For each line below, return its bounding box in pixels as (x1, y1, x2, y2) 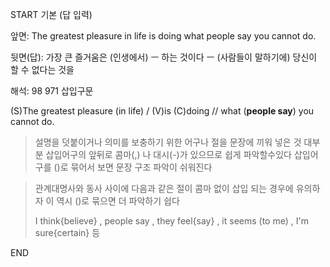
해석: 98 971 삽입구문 (10, 85, 94, 97)
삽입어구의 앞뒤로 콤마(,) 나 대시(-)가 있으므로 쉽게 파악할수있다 (45, 149, 292, 160)
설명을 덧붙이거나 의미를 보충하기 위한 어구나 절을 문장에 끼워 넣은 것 (34, 136, 302, 148)
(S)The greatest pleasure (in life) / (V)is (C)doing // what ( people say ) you (10, 105, 315, 117)
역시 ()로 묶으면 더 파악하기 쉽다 (56, 195, 180, 207)
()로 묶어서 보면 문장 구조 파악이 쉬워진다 (53, 161, 213, 173)
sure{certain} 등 (34, 227, 101, 238)
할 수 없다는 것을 (10, 64, 75, 75)
